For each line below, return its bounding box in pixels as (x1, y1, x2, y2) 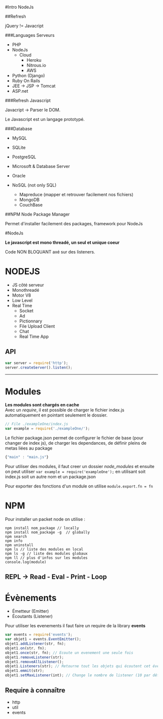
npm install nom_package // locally (5, 526, 79, 531)
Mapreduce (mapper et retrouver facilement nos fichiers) (19, 192, 133, 197)
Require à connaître (5, 686, 65, 695)
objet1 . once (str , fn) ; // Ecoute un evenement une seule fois (5, 650, 133, 655)
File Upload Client (19, 323, 55, 329)
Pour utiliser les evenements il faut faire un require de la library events (5, 623, 146, 629)
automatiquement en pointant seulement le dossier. (5, 412, 108, 418)
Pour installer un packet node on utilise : (5, 517, 86, 522)
